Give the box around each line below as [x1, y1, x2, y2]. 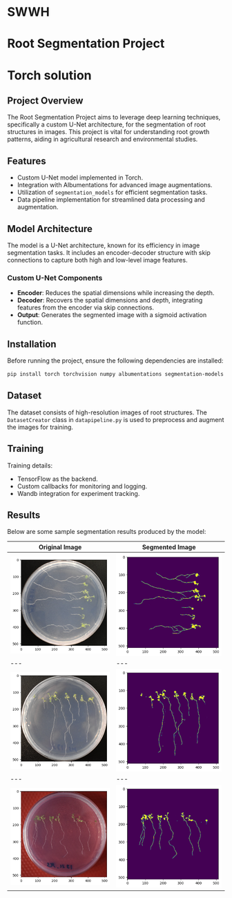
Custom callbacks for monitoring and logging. [17, 481, 148, 490]
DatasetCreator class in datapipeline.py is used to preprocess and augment [7, 415, 224, 423]
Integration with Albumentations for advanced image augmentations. [17, 181, 213, 189]
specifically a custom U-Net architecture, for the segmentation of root [7, 120, 206, 128]
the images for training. [7, 423, 74, 431]
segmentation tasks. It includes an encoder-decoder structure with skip [7, 249, 211, 256]
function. [17, 318, 43, 327]
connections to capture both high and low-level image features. [7, 256, 188, 264]
